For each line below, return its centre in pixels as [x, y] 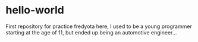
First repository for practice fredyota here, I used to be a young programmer [99, 26]
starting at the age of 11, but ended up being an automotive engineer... [91, 32]
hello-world [35, 10]
